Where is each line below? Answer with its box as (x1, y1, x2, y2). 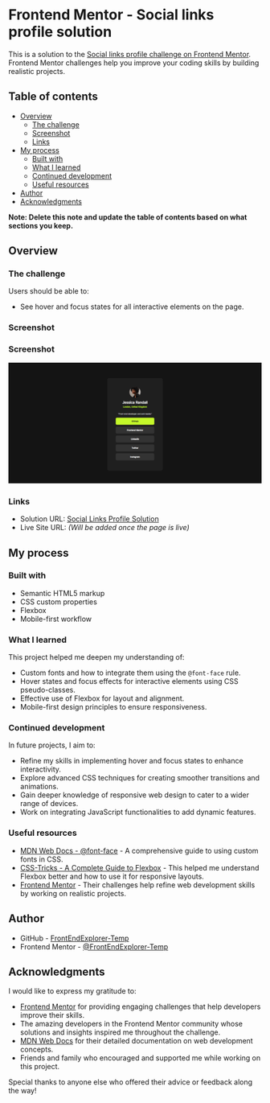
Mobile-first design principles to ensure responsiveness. (19, 702, 207, 712)
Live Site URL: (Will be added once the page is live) (19, 523, 190, 533)
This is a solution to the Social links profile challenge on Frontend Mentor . (8, 49, 252, 59)
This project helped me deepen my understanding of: (8, 652, 185, 662)
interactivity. (19, 764, 62, 774)
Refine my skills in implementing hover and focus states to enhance (19, 756, 243, 766)
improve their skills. (19, 1010, 85, 1020)
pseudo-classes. (19, 685, 76, 695)
